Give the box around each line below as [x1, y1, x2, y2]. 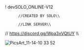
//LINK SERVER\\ [18, 22, 51, 27]
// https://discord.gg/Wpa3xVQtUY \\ [5, 31, 79, 36]
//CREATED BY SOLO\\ [18, 14, 60, 18]
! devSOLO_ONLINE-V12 [5, 4, 53, 10]
